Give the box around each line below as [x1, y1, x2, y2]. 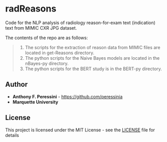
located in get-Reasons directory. [25, 50, 95, 56]
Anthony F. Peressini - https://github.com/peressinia [12, 93, 123, 99]
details [5, 132, 19, 138]
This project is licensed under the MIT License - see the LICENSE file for [5, 126, 155, 133]
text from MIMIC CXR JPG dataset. [5, 25, 77, 31]
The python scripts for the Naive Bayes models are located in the [25, 55, 160, 61]
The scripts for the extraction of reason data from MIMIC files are [25, 44, 160, 50]
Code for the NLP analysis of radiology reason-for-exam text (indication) [5, 20, 156, 26]
